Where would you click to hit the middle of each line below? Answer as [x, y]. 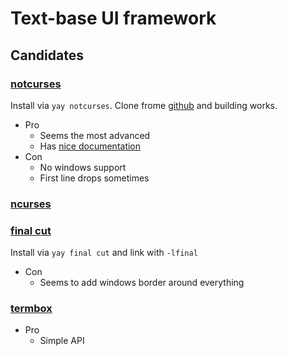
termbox [31, 309]
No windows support [83, 167]
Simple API [62, 341]
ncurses [31, 204]
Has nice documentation [90, 146]
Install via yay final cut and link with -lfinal [104, 253]
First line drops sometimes [94, 178]
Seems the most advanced [95, 135]
